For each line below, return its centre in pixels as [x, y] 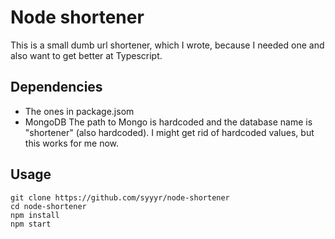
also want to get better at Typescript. [86, 55]
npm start [31, 224]
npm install [35, 215]
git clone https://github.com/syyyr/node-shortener [120, 197]
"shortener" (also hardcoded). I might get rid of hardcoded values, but [169, 132]
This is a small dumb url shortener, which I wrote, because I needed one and [167, 45]
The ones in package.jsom [79, 111]
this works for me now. [72, 143]
